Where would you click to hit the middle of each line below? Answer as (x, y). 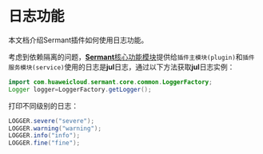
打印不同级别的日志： (43, 105)
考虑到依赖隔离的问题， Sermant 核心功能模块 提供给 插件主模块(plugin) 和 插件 (131, 57)
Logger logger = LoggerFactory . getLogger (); (80, 89)
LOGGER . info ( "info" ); (44, 136)
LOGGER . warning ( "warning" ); (55, 128)
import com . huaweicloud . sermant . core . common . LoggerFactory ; (111, 82)
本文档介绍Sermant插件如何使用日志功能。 (78, 40)
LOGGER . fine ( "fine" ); (44, 143)
